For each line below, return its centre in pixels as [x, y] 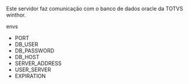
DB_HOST [27, 57]
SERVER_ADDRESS [38, 63]
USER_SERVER [33, 70]
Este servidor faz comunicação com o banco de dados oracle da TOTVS [94, 9]
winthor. [16, 15]
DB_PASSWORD [34, 51]
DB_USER [26, 44]
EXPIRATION [30, 76]
